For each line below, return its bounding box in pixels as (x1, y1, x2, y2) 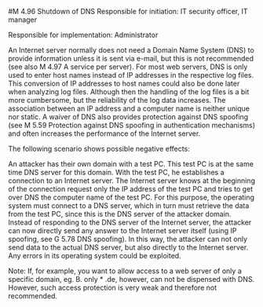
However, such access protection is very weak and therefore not (8, 283, 217, 292)
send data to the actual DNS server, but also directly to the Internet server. (8, 243, 249, 252)
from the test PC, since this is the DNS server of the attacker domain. (8, 210, 232, 218)
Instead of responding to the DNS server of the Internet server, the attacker (8, 217, 252, 227)
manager (8, 15, 38, 24)
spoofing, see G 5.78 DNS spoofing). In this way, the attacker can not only (8, 235, 248, 243)
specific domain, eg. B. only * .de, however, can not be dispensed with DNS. (8, 275, 255, 283)
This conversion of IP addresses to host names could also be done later (8, 79, 240, 88)
